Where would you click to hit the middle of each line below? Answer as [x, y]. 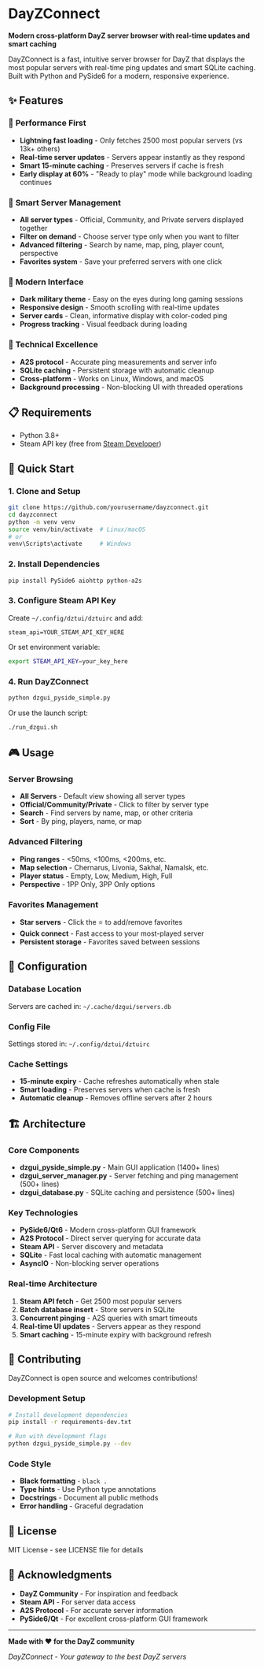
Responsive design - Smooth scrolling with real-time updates [119, 307]
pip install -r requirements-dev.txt [70, 1422]
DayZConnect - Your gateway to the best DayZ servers [97, 1657]
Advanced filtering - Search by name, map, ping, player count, [122, 244]
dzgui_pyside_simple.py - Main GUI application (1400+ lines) [119, 1167]
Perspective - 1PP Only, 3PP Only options [87, 884]
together [33, 228]
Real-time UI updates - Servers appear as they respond [110, 1326]
